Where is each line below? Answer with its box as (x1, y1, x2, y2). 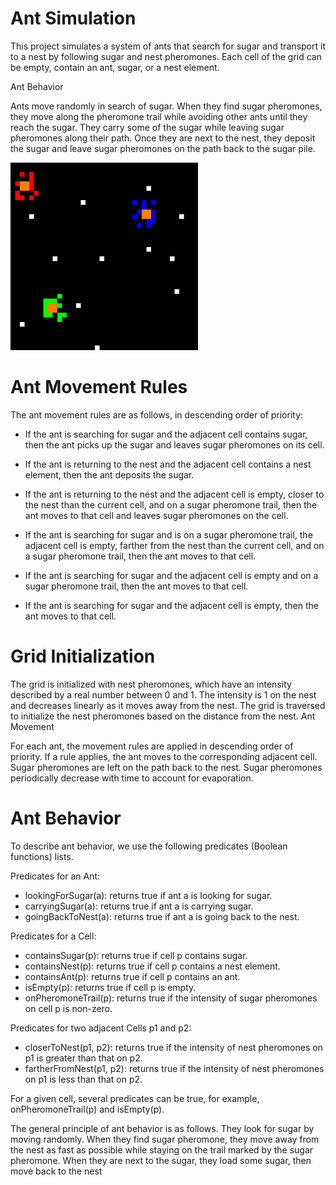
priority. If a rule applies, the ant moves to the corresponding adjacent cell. (10, 750, 318, 762)
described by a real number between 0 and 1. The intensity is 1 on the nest (10, 688, 317, 701)
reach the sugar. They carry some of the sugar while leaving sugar (10, 121, 285, 133)
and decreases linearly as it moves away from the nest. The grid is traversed (10, 699, 326, 711)
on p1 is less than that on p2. (24, 1073, 143, 1085)
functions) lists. (10, 850, 74, 862)
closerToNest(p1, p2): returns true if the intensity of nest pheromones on (24, 1041, 323, 1053)
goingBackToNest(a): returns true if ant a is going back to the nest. (24, 910, 300, 922)
